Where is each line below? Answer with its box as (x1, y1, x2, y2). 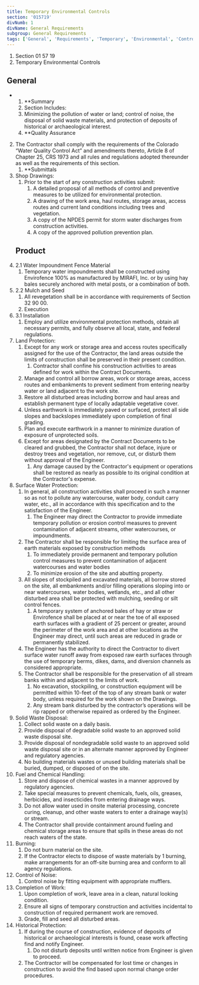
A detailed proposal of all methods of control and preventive (32, 185, 180, 192)
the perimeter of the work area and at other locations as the (32, 626, 178, 633)
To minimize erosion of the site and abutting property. (32, 569, 164, 577)
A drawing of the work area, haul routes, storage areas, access (32, 197, 187, 204)
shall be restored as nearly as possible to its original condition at (32, 469, 190, 476)
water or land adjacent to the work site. (24, 387, 120, 394)
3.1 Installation (15, 312, 50, 319)
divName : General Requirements (6, 25, 84, 31)
